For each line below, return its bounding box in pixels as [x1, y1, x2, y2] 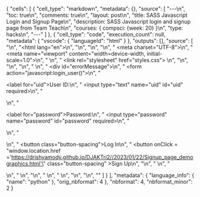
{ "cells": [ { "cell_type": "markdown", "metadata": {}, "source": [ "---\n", [6, 5, 186, 12]
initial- [146, 50, 163, 57]
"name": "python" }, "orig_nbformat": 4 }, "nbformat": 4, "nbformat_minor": [6, 178, 193, 185]
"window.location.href [6, 147, 61, 154]
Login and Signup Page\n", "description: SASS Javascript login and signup [6, 18, 191, 25]
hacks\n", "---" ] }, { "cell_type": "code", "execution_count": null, [6, 31, 166, 38]
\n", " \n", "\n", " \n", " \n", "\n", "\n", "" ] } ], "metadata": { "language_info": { [6, 172, 195, 179]
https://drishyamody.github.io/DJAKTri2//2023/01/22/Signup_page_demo [11, 153, 194, 161]
